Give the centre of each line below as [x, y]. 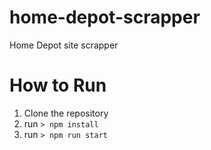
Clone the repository [66, 113]
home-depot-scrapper [105, 17]
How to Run [58, 85]
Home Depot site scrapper [64, 45]
